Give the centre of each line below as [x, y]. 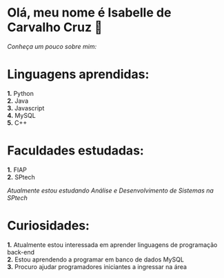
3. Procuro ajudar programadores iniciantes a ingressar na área [97, 266]
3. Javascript [26, 108]
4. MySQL [21, 115]
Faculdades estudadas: [76, 151]
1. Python [21, 93]
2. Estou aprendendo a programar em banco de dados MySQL [96, 259]
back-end [21, 252]
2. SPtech [21, 177]
